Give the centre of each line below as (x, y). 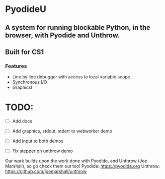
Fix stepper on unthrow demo (42, 151)
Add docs (22, 121)
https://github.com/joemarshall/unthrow (46, 172)
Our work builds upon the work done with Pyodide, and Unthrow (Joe (76, 161)
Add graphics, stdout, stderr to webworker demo (62, 131)
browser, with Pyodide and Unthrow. (63, 35)
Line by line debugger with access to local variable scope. (72, 77)
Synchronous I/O (30, 82)
